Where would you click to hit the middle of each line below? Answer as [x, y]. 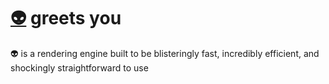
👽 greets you [66, 18]
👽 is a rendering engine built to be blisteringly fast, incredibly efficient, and [165, 53]
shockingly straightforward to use [79, 67]
